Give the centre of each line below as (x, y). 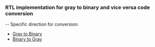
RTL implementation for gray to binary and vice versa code (78, 7)
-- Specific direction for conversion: (42, 24)
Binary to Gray (27, 39)
